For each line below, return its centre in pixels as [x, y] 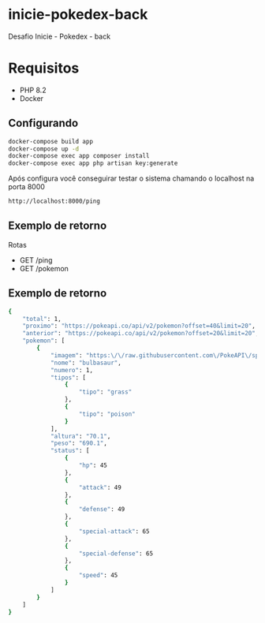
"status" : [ [70, 451]
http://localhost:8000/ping [54, 201]
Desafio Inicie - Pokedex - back [60, 36]
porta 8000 [27, 187]
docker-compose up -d [44, 149]
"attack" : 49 [100, 487]
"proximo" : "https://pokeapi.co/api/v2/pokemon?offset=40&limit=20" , [139, 326]
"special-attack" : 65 [114, 531]
